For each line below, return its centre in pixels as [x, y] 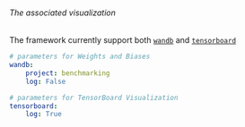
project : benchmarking [68, 73]
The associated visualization [63, 13]
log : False [46, 81]
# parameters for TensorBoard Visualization [94, 97]
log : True [44, 114]
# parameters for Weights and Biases [80, 57]
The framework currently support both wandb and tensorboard [122, 40]
